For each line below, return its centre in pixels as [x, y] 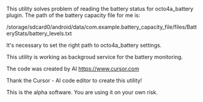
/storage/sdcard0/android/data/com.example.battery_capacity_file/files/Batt [101, 27]
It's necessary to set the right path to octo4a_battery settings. [84, 45]
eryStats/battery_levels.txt [39, 33]
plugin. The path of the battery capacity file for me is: [73, 15]
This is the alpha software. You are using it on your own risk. [82, 92]
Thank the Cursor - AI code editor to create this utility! [74, 80]
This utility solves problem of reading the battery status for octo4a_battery [100, 9]
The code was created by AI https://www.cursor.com [73, 69]
